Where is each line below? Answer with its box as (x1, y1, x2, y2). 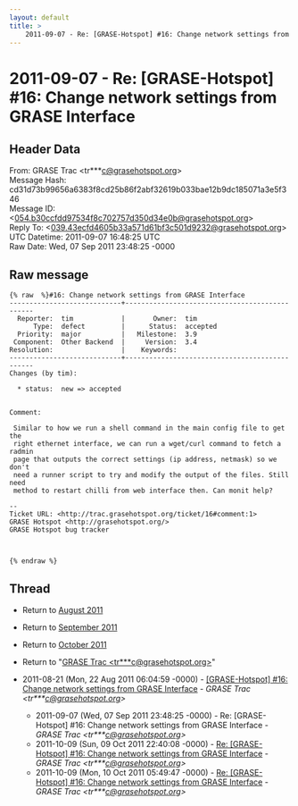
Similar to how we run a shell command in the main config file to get (12, 424, 286, 433)
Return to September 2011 (21, 622, 118, 633)
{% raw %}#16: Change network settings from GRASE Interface (9, 291, 245, 300)
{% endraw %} (9, 557, 58, 566)
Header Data (9, 141, 81, 156)
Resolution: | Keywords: (9, 346, 178, 355)
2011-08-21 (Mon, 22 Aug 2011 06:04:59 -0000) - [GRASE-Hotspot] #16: (21, 674, 288, 684)
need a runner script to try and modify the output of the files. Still (12, 471, 290, 480)
